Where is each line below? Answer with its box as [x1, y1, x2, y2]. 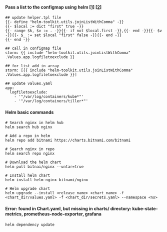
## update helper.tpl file [5, 15, 61, 20]
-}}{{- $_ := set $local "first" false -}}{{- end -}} [5, 33, 122, 38]
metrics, [5, 211, 23, 217]
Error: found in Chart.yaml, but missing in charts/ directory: [5, 206, 131, 211]
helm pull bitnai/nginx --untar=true [5, 164, 84, 169]
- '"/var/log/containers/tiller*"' [14, 98, 88, 104]
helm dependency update [5, 222, 55, 227]
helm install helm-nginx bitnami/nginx [5, 177, 88, 183]
